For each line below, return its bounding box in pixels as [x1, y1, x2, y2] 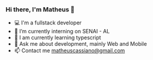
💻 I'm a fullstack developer [14, 19, 82, 26]
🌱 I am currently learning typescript [14, 34, 102, 41]
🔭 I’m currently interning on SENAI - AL [14, 28, 110, 35]
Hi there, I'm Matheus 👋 [5, 5, 75, 14]
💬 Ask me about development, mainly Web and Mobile [14, 40, 147, 48]
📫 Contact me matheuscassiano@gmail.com [14, 47, 126, 54]
